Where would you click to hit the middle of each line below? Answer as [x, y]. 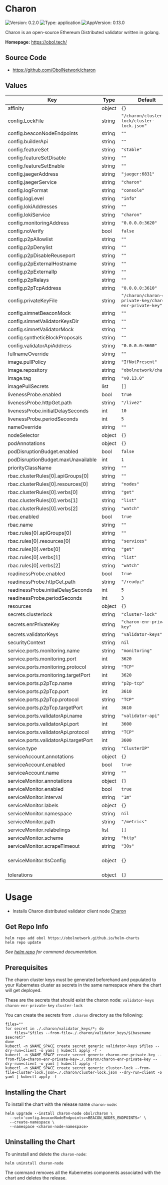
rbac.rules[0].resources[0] [39, 541]
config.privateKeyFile [32, 300]
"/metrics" [134, 821]
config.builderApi [28, 141]
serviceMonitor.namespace [40, 813]
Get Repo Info [27, 927]
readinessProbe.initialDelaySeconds [50, 590]
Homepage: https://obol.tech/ [36, 42]
